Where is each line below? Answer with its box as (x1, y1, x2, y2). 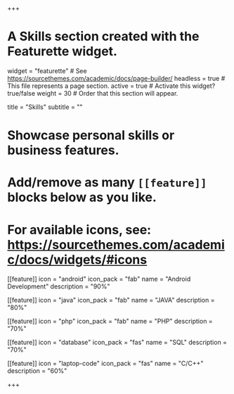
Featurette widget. (7, 44, 118, 60)
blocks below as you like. (7, 189, 157, 205)
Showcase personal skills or (7, 127, 175, 144)
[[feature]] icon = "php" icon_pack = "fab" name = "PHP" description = (7, 317, 213, 326)
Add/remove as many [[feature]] (7, 174, 207, 191)
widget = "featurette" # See (7, 66, 87, 75)
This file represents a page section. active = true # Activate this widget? (7, 82, 216, 90)
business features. (7, 142, 119, 158)
